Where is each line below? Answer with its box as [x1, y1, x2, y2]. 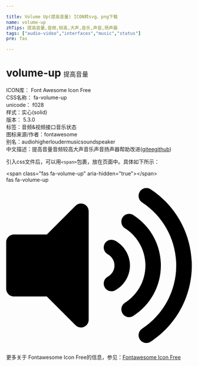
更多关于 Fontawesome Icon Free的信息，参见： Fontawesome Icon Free [6, 354, 181, 361]
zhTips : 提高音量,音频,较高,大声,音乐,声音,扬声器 [6, 25, 118, 31]
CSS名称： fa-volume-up [6, 94, 67, 101]
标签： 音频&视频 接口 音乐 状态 [6, 123, 77, 130]
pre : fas [6, 36, 28, 42]
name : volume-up [6, 19, 46, 25]
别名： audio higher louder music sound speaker [6, 138, 116, 145]
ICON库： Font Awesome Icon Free [6, 87, 91, 94]
